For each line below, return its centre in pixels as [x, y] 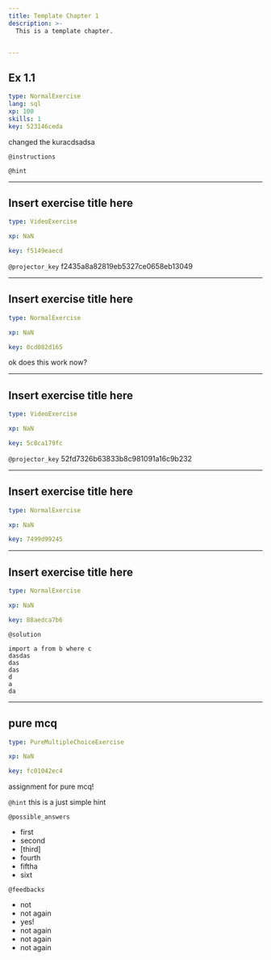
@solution [25, 634]
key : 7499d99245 [35, 539]
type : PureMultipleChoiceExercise [67, 742]
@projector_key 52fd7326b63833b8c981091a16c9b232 [100, 458]
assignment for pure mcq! [51, 787]
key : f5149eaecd [35, 251]
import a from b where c [50, 648]
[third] [30, 849]
